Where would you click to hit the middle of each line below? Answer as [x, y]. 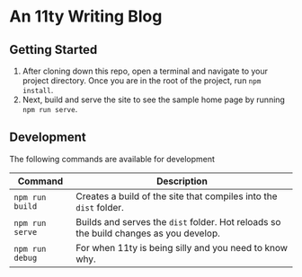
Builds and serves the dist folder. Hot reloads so [178, 221]
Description [182, 181]
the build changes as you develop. [148, 233]
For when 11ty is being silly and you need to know [182, 247]
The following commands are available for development [112, 159]
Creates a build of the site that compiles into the [177, 196]
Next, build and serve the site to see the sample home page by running [154, 100]
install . [38, 90]
